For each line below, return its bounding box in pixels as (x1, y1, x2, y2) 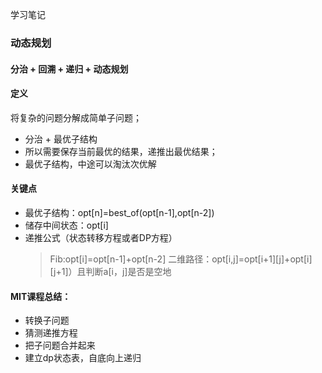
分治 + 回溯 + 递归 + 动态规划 (10, 63, 129, 75)
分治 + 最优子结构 (24, 133, 98, 145)
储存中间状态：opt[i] (24, 219, 109, 231)
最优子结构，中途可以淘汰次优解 (24, 158, 157, 170)
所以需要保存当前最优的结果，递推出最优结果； (24, 145, 218, 157)
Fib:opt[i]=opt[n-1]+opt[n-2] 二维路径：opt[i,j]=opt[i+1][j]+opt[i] (49, 253, 313, 265)
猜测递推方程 (24, 327, 78, 339)
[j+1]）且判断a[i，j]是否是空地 (49, 265, 172, 277)
